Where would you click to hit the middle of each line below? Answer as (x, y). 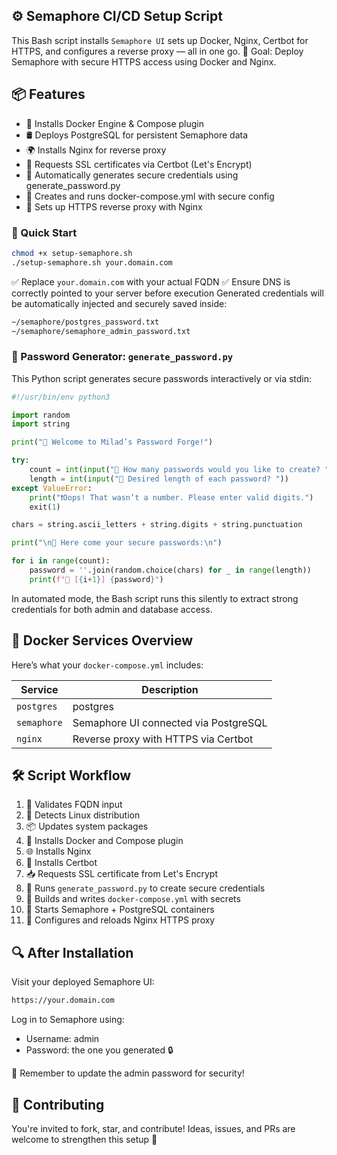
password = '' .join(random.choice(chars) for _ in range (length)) (170, 570)
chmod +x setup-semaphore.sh (72, 253)
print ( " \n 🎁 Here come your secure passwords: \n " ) (117, 543)
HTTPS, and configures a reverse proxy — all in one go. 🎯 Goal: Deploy (157, 51)
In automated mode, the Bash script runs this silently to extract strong (155, 598)
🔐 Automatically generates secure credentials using (132, 175)
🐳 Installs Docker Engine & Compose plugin (115, 123)
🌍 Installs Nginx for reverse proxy (96, 150)
